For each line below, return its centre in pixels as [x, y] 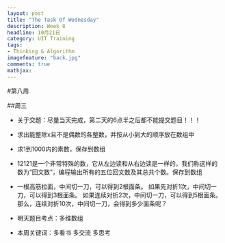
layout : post [26, 13]
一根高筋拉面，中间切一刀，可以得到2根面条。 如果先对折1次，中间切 [114, 186]
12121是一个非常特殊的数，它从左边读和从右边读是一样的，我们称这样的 [117, 163]
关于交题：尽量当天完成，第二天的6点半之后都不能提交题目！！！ [109, 119]
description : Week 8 [37, 26]
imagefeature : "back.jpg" [44, 58]
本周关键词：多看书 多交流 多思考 [64, 232]
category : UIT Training [41, 39]
